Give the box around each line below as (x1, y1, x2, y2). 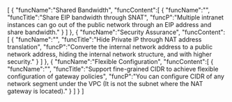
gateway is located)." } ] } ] (7, 87, 84, 95)
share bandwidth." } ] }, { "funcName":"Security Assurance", (7, 28, 181, 36)
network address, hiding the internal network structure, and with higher (7, 50, 212, 58)
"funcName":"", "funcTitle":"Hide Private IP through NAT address (15, 35, 202, 44)
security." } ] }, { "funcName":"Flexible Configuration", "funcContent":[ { (7, 58, 214, 65)
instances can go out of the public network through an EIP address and (7, 21, 212, 28)
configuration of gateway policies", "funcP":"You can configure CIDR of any (7, 72, 225, 80)
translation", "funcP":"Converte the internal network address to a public (7, 43, 213, 51)
